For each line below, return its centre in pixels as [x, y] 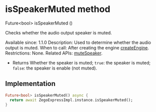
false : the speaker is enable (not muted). [55, 68]
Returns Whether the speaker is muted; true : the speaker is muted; [81, 62]
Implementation [30, 84]
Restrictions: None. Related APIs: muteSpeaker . [54, 53]
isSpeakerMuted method [58, 9]
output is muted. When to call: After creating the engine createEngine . [77, 47]
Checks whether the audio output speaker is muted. [59, 32]
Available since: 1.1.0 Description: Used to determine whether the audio [78, 42]
